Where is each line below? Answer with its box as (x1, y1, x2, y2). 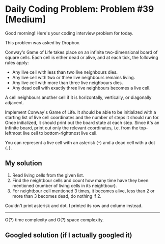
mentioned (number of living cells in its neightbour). (12, 183, 117, 188)
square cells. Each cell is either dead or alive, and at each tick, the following (5, 54, 159, 60)
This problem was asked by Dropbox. (5, 39, 81, 45)
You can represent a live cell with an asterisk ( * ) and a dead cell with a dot (5, 139, 155, 146)
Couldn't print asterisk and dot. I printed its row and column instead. (5, 203, 143, 209)
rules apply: (5, 60, 29, 65)
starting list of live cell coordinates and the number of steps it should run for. (5, 114, 160, 120)
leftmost (5, 130, 22, 136)
